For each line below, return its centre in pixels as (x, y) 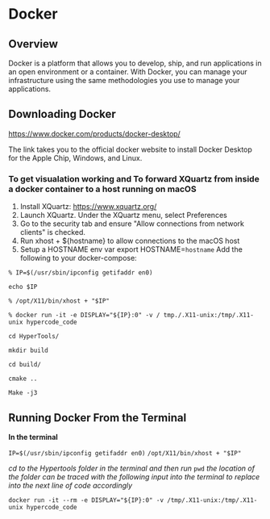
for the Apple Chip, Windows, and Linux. (75, 157)
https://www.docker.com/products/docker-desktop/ (95, 133)
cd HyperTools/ (34, 337)
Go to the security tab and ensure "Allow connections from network (132, 224)
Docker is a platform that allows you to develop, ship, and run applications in (135, 63)
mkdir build (28, 351)
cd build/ (25, 365)
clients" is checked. (53, 232)
